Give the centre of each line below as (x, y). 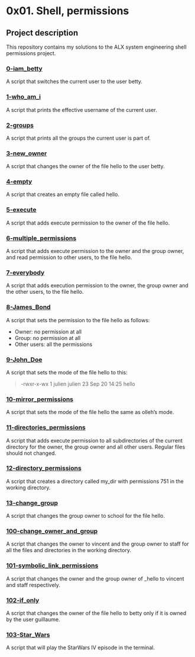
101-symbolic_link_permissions (52, 566)
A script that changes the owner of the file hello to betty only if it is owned (96, 613)
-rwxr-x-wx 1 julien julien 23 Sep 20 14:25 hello (78, 384)
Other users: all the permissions (53, 344)
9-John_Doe (24, 360)
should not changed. (31, 453)
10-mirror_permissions (40, 399)
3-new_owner (27, 153)
